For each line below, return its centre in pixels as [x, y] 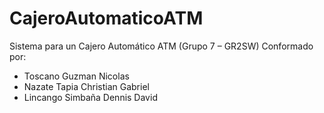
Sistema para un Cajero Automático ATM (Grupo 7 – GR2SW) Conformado [161, 46]
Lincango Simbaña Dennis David [90, 97]
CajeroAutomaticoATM [106, 18]
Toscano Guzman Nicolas [76, 76]
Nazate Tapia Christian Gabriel [86, 86]
